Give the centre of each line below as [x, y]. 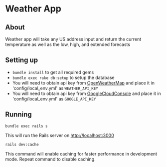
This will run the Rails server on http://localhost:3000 [60, 135]
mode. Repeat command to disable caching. [50, 159]
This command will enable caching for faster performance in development [81, 153]
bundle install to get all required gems [53, 72]
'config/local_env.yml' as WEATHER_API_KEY [55, 88]
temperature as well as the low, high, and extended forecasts [68, 44]
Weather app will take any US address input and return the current [73, 39]
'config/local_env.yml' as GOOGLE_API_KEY [54, 98]
